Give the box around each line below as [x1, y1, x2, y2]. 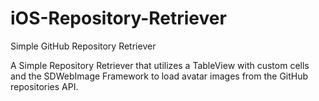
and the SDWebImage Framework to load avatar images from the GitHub [10, 70, 309, 82]
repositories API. [10, 80, 79, 92]
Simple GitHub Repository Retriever [10, 40, 157, 52]
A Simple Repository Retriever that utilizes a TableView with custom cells [10, 59, 310, 71]
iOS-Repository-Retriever [10, 7, 227, 30]
